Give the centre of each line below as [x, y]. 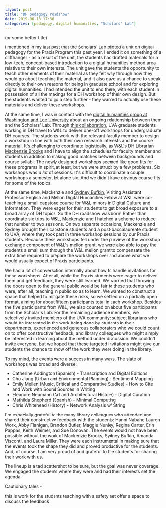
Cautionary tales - [24, 486]
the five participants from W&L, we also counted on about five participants [81, 307]
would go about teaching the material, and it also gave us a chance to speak [83, 79]
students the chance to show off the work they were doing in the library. [79, 349]
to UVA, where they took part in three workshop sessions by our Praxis [77, 234]
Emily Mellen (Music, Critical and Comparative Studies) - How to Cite [83, 384]
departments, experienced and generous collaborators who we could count [82, 328]
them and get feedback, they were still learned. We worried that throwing [80, 281]
